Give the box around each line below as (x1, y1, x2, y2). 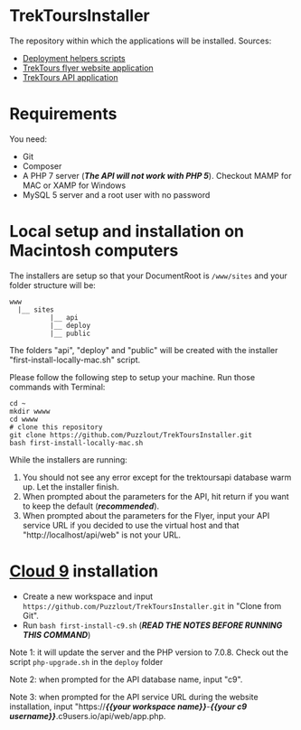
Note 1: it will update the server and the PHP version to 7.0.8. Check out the (9, 647, 289, 658)
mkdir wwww (9, 407, 51, 416)
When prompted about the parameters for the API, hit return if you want (22, 491, 289, 501)
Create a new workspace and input (22, 591, 154, 602)
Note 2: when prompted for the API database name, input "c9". (9, 674, 243, 685)
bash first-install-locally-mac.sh (9, 438, 144, 447)
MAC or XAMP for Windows (22, 180, 127, 191)
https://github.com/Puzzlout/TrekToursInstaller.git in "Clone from (22, 600, 282, 611)
